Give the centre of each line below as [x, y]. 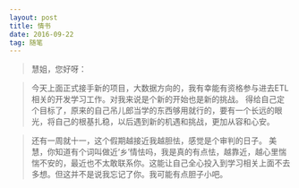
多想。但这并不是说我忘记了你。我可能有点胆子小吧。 [129, 175]
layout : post [34, 17]
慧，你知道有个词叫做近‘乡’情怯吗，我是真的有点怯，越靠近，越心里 [155, 152]
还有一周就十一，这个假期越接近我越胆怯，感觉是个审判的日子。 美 [154, 141]
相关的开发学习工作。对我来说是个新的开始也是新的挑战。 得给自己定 [158, 99]
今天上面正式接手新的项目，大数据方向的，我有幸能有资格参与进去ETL [160, 88]
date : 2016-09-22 [42, 34]
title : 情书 [30, 26]
